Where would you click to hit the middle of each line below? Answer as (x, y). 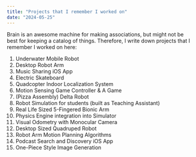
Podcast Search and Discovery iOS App (64, 141)
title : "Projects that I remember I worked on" (67, 12)
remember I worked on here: (42, 47)
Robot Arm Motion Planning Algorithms (63, 134)
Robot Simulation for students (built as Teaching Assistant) (88, 103)
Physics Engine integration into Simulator (66, 116)
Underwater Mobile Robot (47, 59)
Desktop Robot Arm (40, 65)
